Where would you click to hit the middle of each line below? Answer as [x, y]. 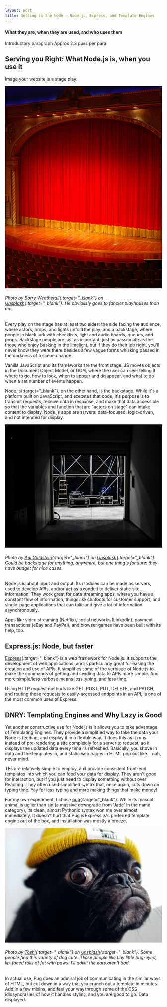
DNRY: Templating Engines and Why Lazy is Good [83, 715]
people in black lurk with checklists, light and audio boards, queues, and [79, 335]
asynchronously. [22, 610]
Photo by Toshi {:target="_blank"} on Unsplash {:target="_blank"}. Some [79, 952]
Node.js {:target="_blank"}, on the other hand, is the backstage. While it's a [82, 391]
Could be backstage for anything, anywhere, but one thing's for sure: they [81, 563]
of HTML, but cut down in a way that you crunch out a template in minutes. [82, 983]
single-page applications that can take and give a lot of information [74, 605]
